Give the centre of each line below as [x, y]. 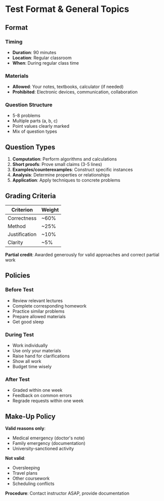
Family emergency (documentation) [49, 443]
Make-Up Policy [30, 416]
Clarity [15, 243]
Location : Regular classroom [42, 58]
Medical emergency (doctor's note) [48, 438]
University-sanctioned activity [43, 449]
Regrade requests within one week [48, 401]
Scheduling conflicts [33, 484]
